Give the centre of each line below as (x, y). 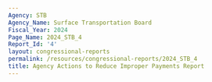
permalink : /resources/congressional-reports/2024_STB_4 (103, 59)
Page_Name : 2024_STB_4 (45, 37)
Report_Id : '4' (33, 45)
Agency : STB (27, 15)
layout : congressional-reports (59, 52)
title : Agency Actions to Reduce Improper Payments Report (106, 66)
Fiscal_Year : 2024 (38, 30)
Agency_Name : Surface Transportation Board (80, 23)
